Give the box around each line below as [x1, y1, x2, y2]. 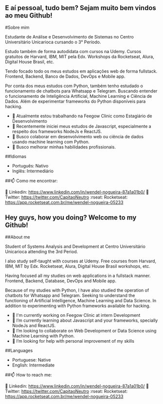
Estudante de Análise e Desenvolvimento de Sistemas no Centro [5, 34, 134, 39]
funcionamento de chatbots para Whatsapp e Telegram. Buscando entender [5, 88, 158, 94]
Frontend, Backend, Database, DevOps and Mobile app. [5, 277, 117, 284]
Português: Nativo [12, 163, 49, 168]
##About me [5, 234, 30, 240]
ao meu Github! [5, 12, 53, 20]
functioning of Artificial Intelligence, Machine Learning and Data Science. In [5, 297, 157, 303]
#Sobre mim [5, 24, 30, 30]
